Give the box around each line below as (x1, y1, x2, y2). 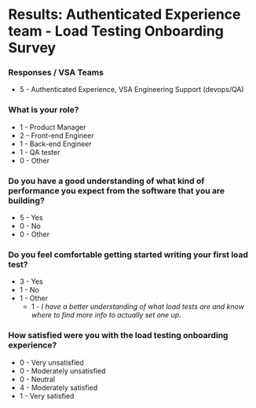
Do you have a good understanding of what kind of (8, 175, 205, 186)
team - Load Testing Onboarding (8, 22, 224, 40)
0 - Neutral (19, 374, 56, 384)
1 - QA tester (19, 147, 60, 156)
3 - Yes (19, 277, 43, 286)
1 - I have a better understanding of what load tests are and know (31, 302, 245, 311)
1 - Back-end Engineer (19, 139, 92, 149)
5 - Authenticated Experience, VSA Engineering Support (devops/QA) (19, 85, 245, 94)
